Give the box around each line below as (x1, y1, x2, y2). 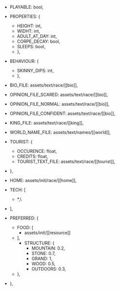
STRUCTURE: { (24, 240, 55, 246)
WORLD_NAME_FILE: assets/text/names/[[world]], (9, 129, 111, 135)
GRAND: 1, (31, 255, 53, 261)
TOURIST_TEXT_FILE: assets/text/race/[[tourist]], (17, 159, 116, 164)
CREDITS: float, (17, 153, 48, 159)
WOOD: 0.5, (31, 261, 56, 267)
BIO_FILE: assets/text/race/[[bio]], (9, 82, 78, 88)
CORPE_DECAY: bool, (17, 38, 60, 44)
